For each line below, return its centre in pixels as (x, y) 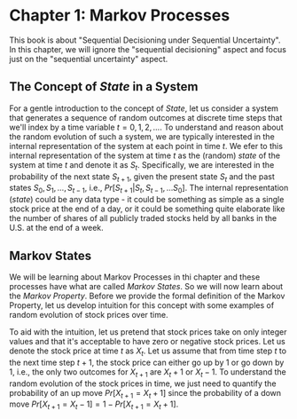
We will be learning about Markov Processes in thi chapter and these (135, 277)
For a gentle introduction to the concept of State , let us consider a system (144, 108)
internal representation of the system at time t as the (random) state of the (145, 155)
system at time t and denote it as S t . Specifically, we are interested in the (142, 166)
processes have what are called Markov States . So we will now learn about (146, 286)
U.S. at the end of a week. (56, 228)
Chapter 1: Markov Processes (120, 16)
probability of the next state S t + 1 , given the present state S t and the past (142, 177)
